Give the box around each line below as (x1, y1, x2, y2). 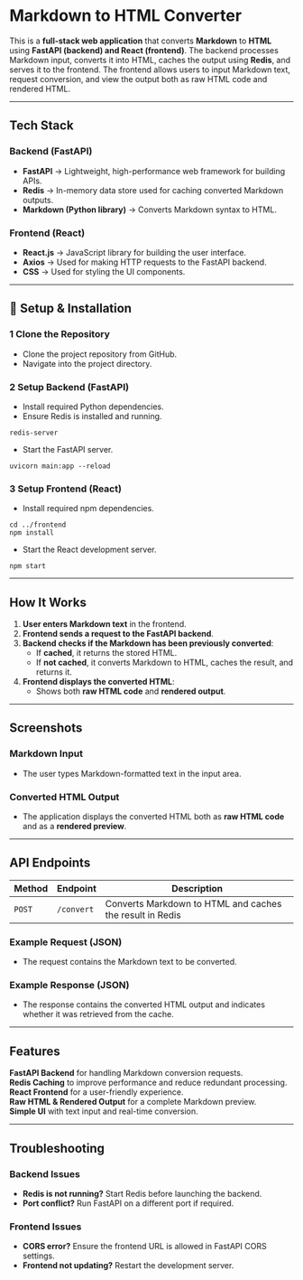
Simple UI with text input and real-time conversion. (9, 1106, 198, 1116)
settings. (22, 1250, 56, 1261)
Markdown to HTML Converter (9, 5, 242, 26)
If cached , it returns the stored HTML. (35, 648, 178, 659)
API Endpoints (9, 855, 91, 871)
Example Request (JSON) (9, 936, 123, 948)
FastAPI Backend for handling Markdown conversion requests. (9, 1068, 243, 1079)
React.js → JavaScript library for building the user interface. (22, 247, 246, 257)
